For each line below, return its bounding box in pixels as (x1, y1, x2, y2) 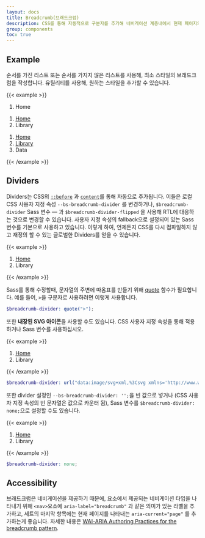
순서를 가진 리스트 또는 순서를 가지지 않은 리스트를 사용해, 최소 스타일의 (6, 71, 176, 78)
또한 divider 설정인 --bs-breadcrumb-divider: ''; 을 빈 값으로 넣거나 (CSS (6, 391, 187, 399)
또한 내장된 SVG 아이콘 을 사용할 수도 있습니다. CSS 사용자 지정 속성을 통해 (6, 317, 184, 325)
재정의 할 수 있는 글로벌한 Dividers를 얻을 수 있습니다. (12, 230, 141, 238)
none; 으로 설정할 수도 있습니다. (6, 407, 81, 414)
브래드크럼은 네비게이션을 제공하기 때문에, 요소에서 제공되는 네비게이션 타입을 (6, 495, 191, 502)
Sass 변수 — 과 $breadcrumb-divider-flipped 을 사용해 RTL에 (27, 208, 178, 215)
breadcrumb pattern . (6, 525, 59, 532)
